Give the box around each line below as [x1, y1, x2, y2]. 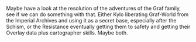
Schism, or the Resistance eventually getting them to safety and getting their [6, 23, 191, 30]
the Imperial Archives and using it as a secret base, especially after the [6, 17, 177, 24]
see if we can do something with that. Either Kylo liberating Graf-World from [6, 11, 189, 18]
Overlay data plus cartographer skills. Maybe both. [6, 29, 128, 36]
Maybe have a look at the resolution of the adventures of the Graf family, [6, 5, 181, 12]
